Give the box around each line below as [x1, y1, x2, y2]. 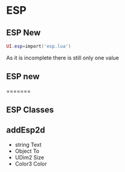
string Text [14, 141, 42, 148]
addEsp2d [6, 125, 45, 135]
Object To [14, 147, 40, 155]
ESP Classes [6, 105, 54, 115]
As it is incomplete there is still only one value [6, 54, 119, 61]
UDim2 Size [14, 153, 44, 161]
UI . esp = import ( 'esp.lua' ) [6, 43, 71, 49]
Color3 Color [14, 160, 47, 167]
